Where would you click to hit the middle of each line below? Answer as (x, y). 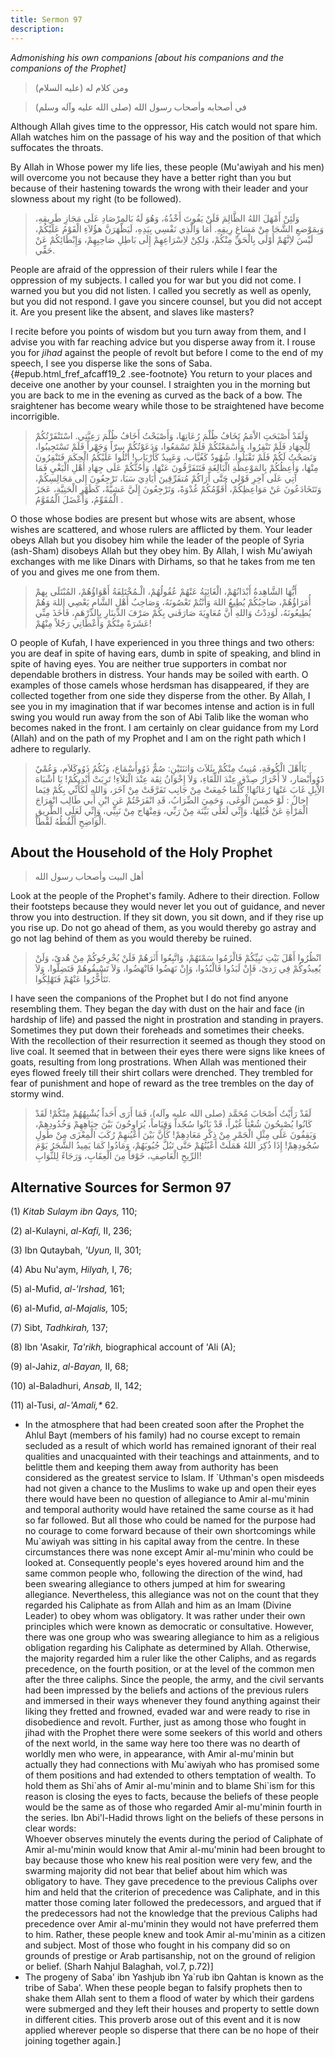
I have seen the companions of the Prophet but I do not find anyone (149, 998)
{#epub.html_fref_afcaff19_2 (68, 373)
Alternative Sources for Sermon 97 (121, 1187)
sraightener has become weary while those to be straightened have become (167, 405)
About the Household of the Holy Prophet (141, 852)
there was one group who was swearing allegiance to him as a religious (172, 1637)
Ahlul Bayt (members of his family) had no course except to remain (162, 1435)
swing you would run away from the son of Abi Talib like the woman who (159, 717)
